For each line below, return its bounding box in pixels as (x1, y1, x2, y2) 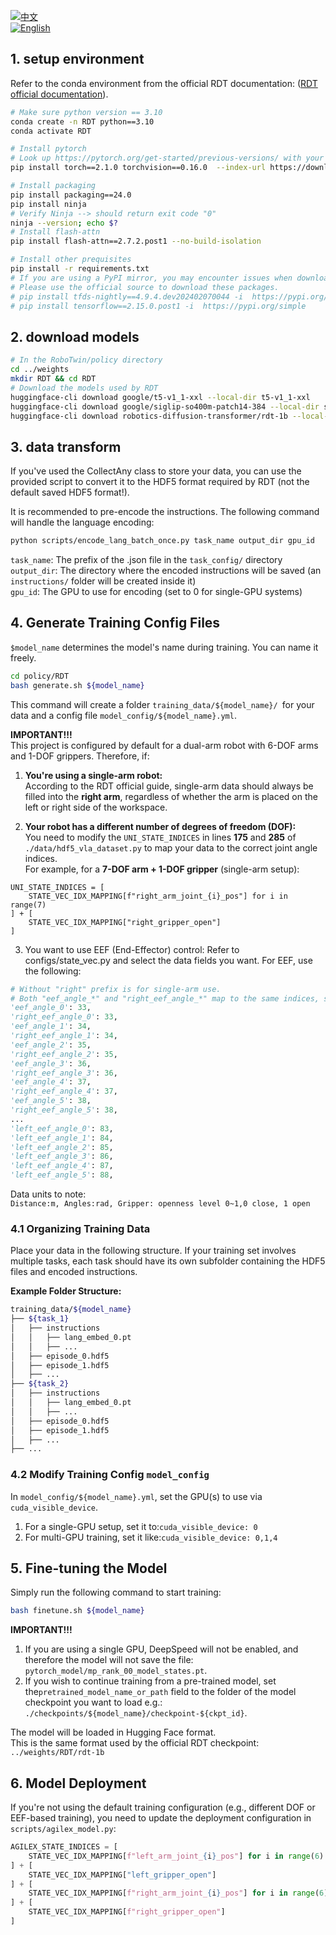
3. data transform (10, 438, 122, 455)
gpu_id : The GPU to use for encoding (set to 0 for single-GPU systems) (10, 586, 303, 598)
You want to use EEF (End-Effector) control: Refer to (24, 943, 240, 955)
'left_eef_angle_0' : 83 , (10, 1123, 114, 1134)
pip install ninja (10, 199, 87, 209)
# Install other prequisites (10, 255, 132, 265)
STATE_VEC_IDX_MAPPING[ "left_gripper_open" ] (28, 1870, 217, 1880)
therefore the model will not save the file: (24, 1654, 194, 1666)
